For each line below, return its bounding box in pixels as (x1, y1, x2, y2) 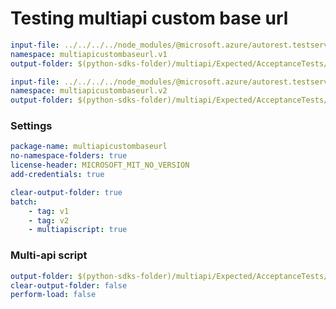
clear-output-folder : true (10, 187, 123, 197)
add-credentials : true (10, 170, 105, 180)
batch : (10, 197, 38, 207)
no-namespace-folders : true (10, 151, 128, 161)
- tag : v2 (28, 215, 70, 226)
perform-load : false (10, 290, 97, 300)
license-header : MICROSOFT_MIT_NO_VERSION (10, 160, 190, 171)
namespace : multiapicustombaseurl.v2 (10, 86, 168, 96)
